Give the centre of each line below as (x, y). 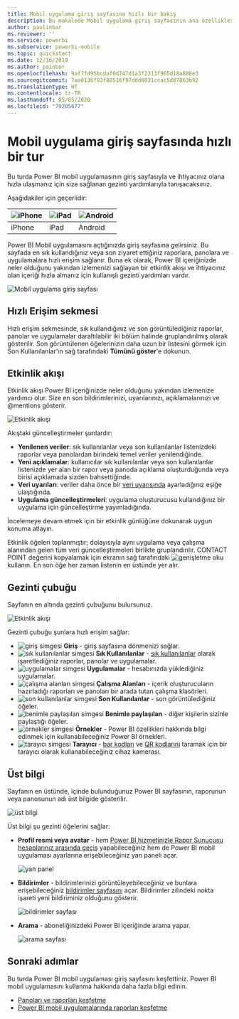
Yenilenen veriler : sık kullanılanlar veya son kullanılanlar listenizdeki (117, 447)
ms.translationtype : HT (43, 87)
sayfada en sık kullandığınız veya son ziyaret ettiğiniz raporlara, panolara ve (118, 252)
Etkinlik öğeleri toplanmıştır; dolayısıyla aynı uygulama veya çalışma (106, 543)
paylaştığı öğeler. (43, 722)
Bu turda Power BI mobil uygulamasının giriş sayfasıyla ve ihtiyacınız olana (116, 176)
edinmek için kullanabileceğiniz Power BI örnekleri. (92, 737)
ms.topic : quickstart (39, 54)
